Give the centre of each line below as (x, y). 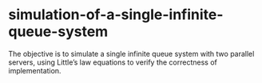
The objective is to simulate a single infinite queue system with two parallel (131, 53)
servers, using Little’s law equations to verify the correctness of (113, 62)
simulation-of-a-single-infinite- (116, 15)
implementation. (35, 70)
